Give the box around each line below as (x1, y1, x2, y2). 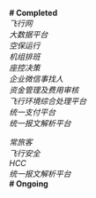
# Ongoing (9, 178, 48, 189)
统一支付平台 (9, 107, 55, 117)
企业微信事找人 (9, 74, 63, 83)
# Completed (9, 8, 58, 18)
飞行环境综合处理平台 (9, 96, 86, 106)
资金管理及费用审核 (9, 84, 79, 95)
